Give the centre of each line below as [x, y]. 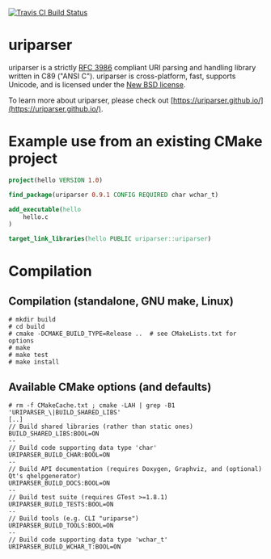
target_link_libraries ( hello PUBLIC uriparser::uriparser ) [110, 239]
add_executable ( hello [45, 209]
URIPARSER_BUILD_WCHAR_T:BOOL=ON [65, 546]
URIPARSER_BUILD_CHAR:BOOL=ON [59, 455]
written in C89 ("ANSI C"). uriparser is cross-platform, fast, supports [122, 76]
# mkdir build [32, 320]
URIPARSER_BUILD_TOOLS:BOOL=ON [61, 525]
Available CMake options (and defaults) [110, 387]
